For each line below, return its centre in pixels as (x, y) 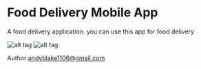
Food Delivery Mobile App (83, 13)
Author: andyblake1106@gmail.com (56, 58)
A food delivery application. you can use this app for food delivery (101, 31)
